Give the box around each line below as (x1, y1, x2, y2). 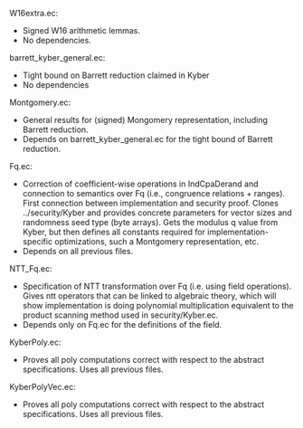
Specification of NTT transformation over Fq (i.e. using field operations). (22, 281, 292, 291)
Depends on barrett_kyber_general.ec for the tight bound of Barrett (22, 134, 273, 144)
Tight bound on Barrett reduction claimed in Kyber (22, 70, 210, 81)
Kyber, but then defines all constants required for (22, 226, 206, 237)
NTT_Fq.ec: (9, 263, 52, 274)
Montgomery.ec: (9, 97, 71, 108)
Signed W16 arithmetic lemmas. (22, 25, 141, 35)
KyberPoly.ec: (9, 337, 62, 347)
